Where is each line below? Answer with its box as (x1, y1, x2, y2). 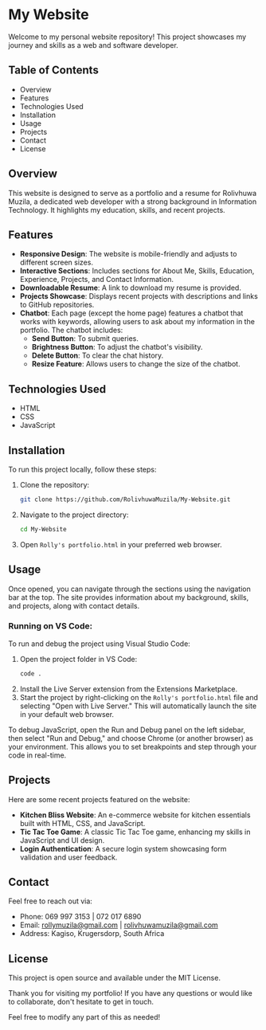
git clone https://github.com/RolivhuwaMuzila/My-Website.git (19, 495, 231, 503)
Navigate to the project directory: (19, 510, 129, 519)
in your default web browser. (19, 709, 114, 719)
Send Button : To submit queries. (31, 334, 139, 343)
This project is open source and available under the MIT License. (8, 973, 221, 983)
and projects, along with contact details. (8, 601, 140, 610)
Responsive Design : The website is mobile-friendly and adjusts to (19, 249, 237, 259)
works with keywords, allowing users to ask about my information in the (19, 317, 255, 327)
